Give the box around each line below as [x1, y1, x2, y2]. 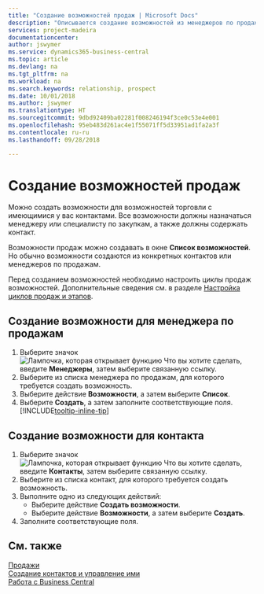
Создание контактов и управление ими [8, 568, 140, 578]
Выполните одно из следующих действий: [19, 492, 162, 501]
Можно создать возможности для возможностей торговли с [8, 202, 212, 212]
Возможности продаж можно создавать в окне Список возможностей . [8, 243, 251, 253]
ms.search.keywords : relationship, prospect [8, 84, 156, 93]
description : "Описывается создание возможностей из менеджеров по [8, 19, 234, 27]
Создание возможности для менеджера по [8, 314, 234, 327]
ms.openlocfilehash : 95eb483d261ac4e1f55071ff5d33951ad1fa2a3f [8, 121, 220, 129]
